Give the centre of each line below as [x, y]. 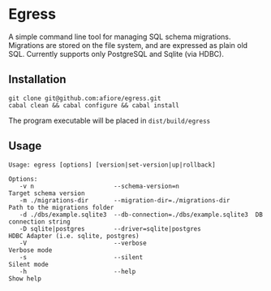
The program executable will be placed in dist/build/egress [110, 120]
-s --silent [81, 257]
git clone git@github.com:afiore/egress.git [85, 98]
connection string [39, 222]
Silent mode [28, 264]
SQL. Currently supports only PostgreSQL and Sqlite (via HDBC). [116, 54]
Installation [37, 79]
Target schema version [47, 193]
